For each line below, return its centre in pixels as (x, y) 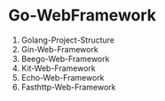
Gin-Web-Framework (59, 49)
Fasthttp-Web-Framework (68, 87)
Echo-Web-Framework (63, 77)
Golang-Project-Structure (68, 40)
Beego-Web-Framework (65, 58)
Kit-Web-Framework (59, 68)
